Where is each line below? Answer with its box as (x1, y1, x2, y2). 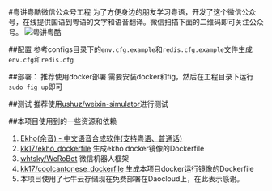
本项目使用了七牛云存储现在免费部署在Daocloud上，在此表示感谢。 (19, 174, 244, 184)
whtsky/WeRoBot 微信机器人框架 (19, 154, 130, 163)
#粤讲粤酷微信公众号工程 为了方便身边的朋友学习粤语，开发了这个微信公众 (8, 7, 257, 16)
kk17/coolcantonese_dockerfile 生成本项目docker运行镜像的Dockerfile (19, 164, 254, 173)
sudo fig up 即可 (8, 82, 63, 91)
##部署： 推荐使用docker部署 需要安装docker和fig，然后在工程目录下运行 (8, 72, 254, 81)
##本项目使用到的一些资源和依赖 (8, 117, 117, 125)
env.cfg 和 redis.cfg (8, 55, 74, 64)
